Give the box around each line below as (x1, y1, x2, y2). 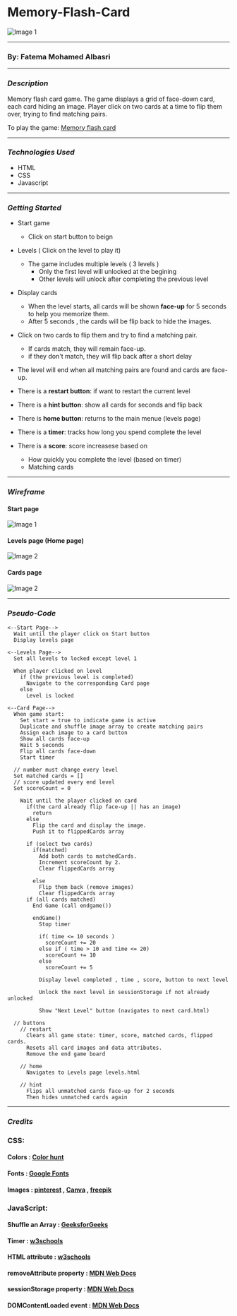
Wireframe (7, 487, 46, 497)
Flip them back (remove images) (38, 883, 134, 890)
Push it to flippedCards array (32, 827, 125, 835)
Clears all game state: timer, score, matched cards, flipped (25, 1031, 213, 1039)
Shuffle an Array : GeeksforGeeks (7, 1221, 109, 1229)
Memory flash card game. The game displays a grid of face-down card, (7, 95, 215, 103)
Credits (7, 1116, 33, 1126)
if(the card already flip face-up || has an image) (25, 803, 181, 810)
